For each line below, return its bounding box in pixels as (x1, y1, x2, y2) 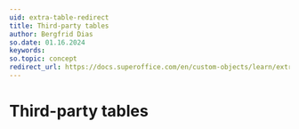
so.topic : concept (9, 54, 77, 63)
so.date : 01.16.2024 (9, 37, 86, 47)
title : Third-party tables (9, 21, 109, 30)
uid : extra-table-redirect (9, 12, 109, 22)
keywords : (9, 46, 46, 55)
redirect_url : (9, 63, 62, 72)
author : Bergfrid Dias (9, 29, 93, 38)
